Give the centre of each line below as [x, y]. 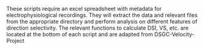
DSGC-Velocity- [174, 34]
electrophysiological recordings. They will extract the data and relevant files [102, 15]
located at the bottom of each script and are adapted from [80, 34]
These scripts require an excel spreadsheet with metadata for [84, 9]
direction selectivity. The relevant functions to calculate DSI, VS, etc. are [97, 28]
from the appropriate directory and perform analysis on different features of [102, 21]
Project [15, 41]
